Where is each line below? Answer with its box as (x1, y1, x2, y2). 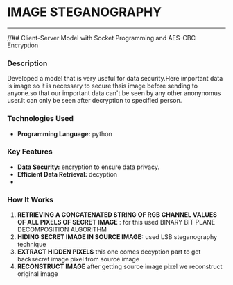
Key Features (7, 147, 53, 156)
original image (17, 270, 58, 278)
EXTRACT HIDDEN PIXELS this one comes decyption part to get (17, 247, 201, 256)
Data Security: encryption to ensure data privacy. (17, 163, 160, 171)
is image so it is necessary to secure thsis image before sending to (7, 81, 198, 90)
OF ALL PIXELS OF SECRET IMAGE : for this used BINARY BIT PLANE (17, 218, 216, 227)
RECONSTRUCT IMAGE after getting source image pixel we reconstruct (17, 262, 223, 271)
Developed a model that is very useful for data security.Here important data (7, 74, 223, 83)
